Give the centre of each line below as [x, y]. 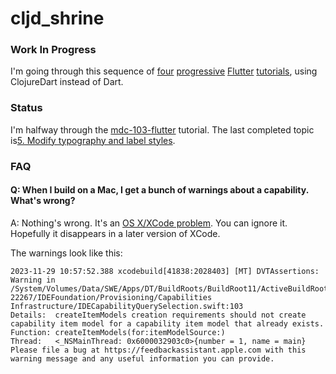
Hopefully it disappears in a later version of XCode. [115, 233]
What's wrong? [43, 201]
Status [26, 108]
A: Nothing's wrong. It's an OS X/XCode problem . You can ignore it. [149, 223]
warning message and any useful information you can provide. [142, 358]
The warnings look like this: [66, 253]
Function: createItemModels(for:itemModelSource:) [118, 332]
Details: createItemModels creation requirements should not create [158, 315]
